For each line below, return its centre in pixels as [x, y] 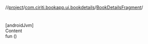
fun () [11, 36]
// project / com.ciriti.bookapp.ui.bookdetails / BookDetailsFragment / [74, 7]
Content [14, 31]
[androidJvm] [20, 26]
